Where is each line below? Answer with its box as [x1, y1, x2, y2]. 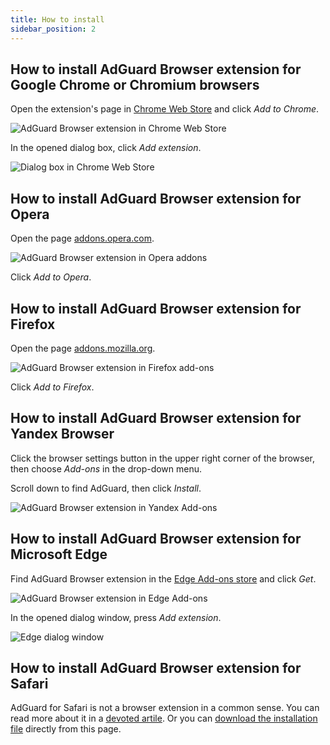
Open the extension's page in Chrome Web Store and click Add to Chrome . [10, 103, 320, 115]
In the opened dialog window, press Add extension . [10, 611, 222, 623]
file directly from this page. [10, 723, 122, 735]
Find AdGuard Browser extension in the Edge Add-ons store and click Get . [10, 572, 317, 585]
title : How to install [10, 14, 105, 25]
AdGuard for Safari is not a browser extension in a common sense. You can [10, 702, 320, 714]
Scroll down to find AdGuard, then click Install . [10, 482, 202, 494]
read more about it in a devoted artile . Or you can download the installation [10, 712, 318, 725]
